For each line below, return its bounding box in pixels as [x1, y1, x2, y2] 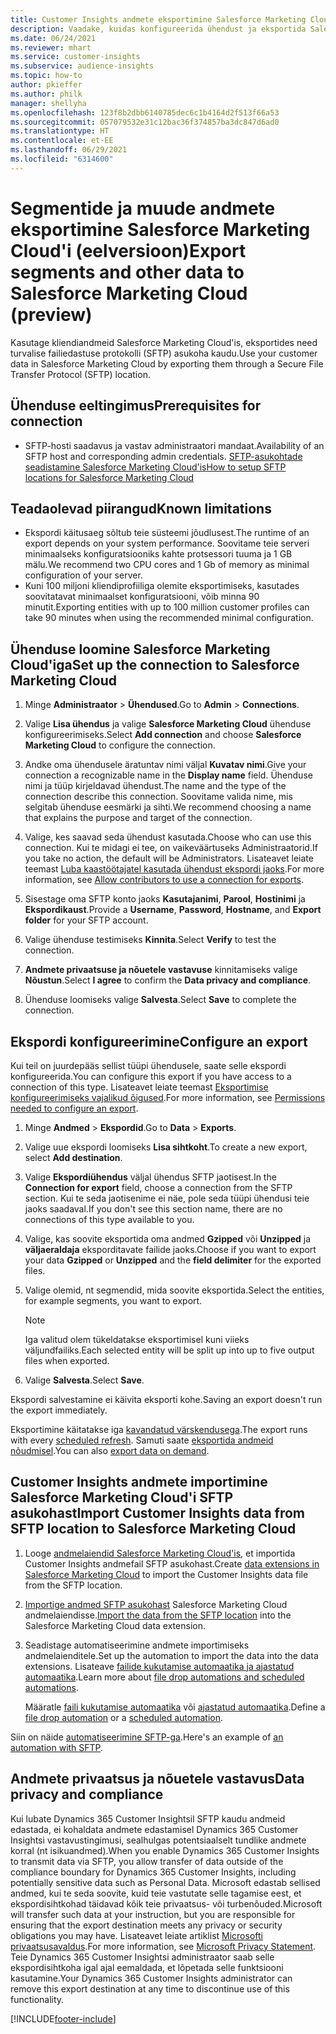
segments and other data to [10, 261, 245, 283]
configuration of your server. [24, 569, 143, 581]
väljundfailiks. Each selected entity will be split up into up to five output [24, 1344, 315, 1356]
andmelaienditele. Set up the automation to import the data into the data [24, 1649, 319, 1661]
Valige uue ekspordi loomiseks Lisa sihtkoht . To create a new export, [24, 1141, 308, 1153]
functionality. [10, 1993, 65, 2005]
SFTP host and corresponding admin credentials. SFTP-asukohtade [24, 450, 303, 462]
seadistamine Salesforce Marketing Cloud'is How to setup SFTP [24, 461, 287, 473]
